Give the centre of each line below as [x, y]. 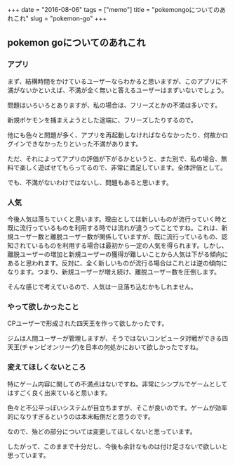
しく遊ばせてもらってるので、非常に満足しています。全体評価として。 [126, 168]
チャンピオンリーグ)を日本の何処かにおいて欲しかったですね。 [112, 347]
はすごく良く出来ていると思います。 [59, 393]
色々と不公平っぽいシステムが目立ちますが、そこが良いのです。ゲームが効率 [117, 408]
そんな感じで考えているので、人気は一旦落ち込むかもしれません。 [102, 286]
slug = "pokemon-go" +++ [69, 18]
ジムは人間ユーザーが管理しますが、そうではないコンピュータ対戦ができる [115, 339]
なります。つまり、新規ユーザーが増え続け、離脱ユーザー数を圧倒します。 [114, 272]
